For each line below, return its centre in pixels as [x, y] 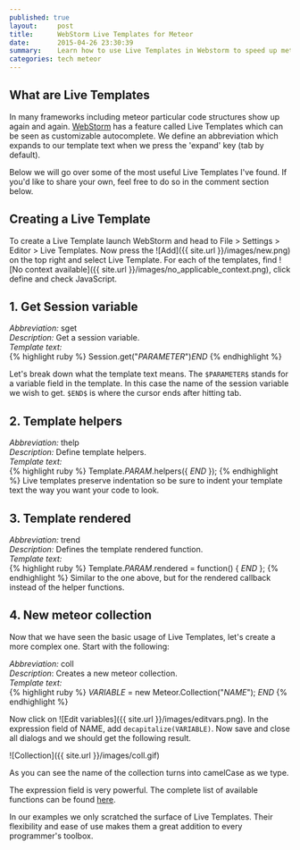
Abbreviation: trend [45, 540]
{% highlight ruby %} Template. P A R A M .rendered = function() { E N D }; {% [144, 568]
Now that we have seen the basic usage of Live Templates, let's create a [142, 636]
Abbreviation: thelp [45, 442]
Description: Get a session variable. [75, 338]
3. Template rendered [70, 518]
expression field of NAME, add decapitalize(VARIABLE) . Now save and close [150, 728]
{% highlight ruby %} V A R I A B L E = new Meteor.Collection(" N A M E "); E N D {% [149, 692]
